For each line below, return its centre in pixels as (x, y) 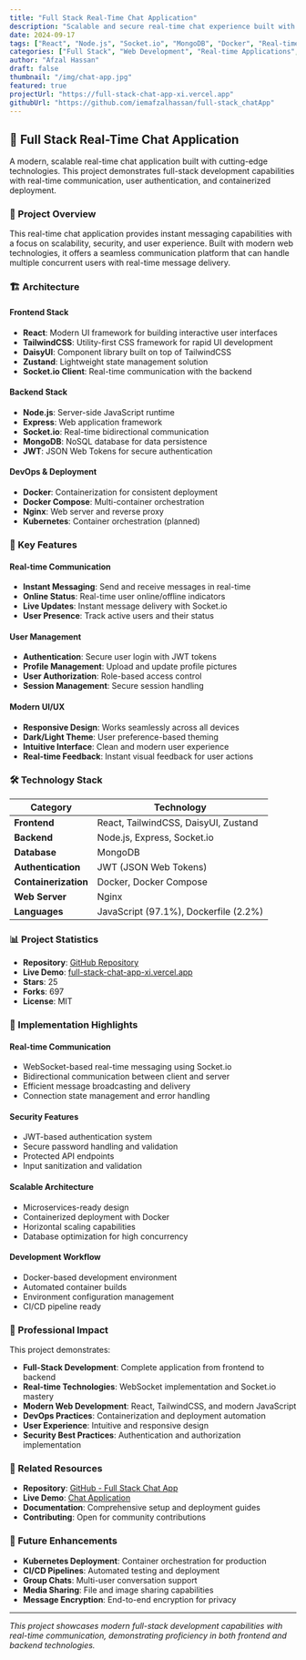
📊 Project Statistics (54, 939)
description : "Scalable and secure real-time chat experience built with (153, 26)
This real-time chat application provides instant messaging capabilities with (151, 234)
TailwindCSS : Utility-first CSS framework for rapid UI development (148, 342)
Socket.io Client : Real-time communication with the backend (137, 371)
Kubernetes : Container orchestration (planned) (111, 521)
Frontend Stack (39, 312)
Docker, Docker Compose (152, 882)
